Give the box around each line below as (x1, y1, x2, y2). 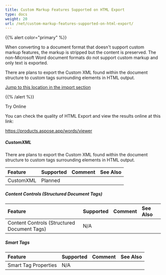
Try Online (5, 103, 26, 109)
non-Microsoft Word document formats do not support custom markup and (5, 55, 158, 61)
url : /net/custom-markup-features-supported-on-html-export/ (5, 21, 134, 26)
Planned (41, 177, 60, 184)
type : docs (5, 12, 28, 17)
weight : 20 (5, 16, 28, 21)
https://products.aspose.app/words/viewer (5, 128, 92, 134)
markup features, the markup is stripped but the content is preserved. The (5, 49, 157, 55)
